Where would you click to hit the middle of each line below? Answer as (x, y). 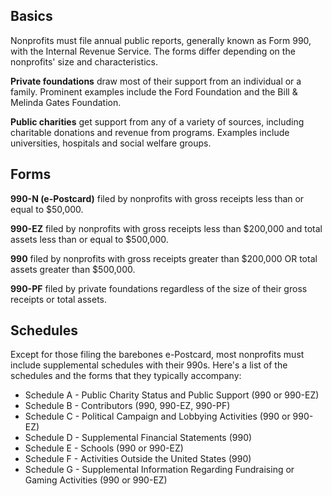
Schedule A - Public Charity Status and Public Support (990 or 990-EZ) (172, 395)
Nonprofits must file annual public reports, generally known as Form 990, (161, 40)
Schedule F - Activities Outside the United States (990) (138, 459)
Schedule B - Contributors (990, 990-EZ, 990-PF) (127, 406)
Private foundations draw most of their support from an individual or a (156, 81)
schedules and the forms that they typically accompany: (126, 376)
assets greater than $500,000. (73, 269)
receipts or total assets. (59, 299)
